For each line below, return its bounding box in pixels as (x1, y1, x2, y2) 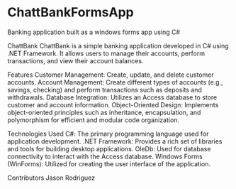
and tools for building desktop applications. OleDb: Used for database (7, 144, 211, 153)
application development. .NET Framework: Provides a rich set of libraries (7, 136, 223, 146)
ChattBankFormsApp (7, 4, 134, 21)
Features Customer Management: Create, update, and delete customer (7, 70, 214, 79)
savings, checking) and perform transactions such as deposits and (7, 85, 202, 94)
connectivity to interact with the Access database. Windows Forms (7, 152, 203, 161)
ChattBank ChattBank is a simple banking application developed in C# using (7, 41, 229, 50)
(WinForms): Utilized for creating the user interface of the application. (7, 159, 211, 168)
